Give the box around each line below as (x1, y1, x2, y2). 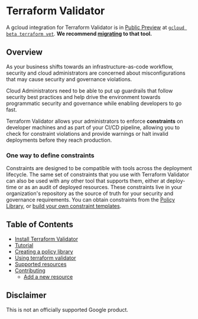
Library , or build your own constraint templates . (6, 203, 122, 210)
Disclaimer (6, 291, 47, 301)
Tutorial (14, 241, 34, 248)
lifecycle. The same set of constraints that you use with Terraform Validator (6, 171, 189, 178)
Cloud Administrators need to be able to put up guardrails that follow (6, 87, 173, 94)
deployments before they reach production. (6, 136, 112, 143)
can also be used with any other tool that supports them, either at (6, 177, 165, 184)
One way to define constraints (6, 151, 95, 159)
